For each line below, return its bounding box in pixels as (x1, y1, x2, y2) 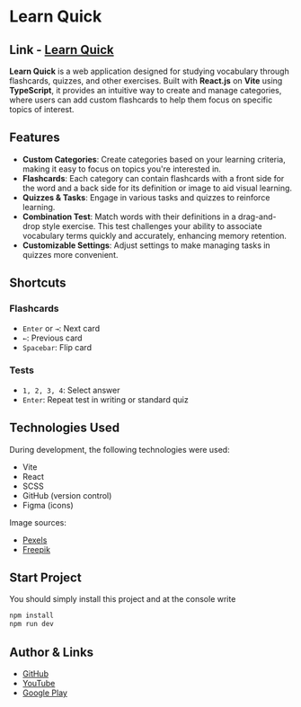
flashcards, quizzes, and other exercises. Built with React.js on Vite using (9, 75, 283, 86)
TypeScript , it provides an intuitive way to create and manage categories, (9, 85, 282, 95)
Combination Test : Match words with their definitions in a (22, 211, 236, 222)
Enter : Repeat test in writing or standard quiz (22, 393, 189, 405)
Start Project (9, 570, 83, 585)
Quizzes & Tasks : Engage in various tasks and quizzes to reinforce (22, 191, 270, 203)
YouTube (22, 677, 56, 688)
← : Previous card (22, 332, 83, 343)
